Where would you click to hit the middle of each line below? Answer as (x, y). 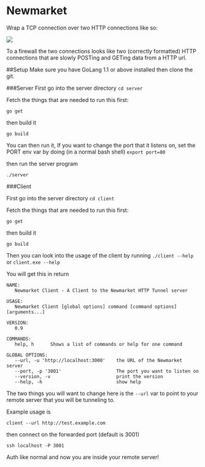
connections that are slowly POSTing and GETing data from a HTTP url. (97, 57)
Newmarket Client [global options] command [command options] (95, 307)
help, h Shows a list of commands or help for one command (99, 344)
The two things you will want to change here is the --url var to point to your (102, 393)
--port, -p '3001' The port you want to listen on (107, 371)
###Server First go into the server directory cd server (75, 88)
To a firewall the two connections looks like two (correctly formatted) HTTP (101, 51)
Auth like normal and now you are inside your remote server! (83, 457)
